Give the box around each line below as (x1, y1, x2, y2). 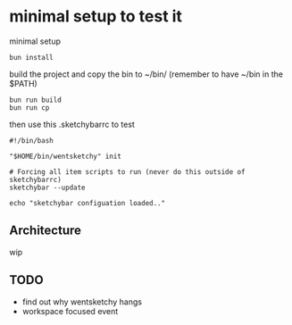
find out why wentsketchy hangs (21, 296, 143, 307)
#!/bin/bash (9, 136, 54, 145)
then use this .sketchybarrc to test (9, 119, 136, 129)
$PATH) (9, 78, 38, 88)
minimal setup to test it (9, 6, 183, 27)
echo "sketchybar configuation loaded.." (9, 198, 166, 207)
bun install (9, 53, 54, 62)
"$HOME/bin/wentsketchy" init (9, 152, 122, 161)
